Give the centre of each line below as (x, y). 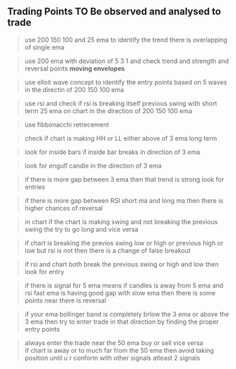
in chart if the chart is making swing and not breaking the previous (121, 221)
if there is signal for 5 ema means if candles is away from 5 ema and (124, 285)
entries (35, 187)
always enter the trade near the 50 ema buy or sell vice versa (114, 343)
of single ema (45, 47)
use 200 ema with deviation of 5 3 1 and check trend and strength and (127, 61)
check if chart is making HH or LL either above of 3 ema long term (121, 138)
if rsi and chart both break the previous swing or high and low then (122, 264)
